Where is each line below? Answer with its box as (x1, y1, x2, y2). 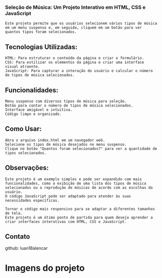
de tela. (5, 211, 23, 216)
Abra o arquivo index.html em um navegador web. (5, 138, 105, 143)
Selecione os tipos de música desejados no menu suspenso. (5, 142, 127, 147)
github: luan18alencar (5, 245, 48, 251)
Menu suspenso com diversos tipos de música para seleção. (5, 99, 127, 104)
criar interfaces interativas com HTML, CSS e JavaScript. (5, 219, 127, 224)
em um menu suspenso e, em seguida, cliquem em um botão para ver (5, 25, 142, 30)
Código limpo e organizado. (5, 111, 62, 116)
